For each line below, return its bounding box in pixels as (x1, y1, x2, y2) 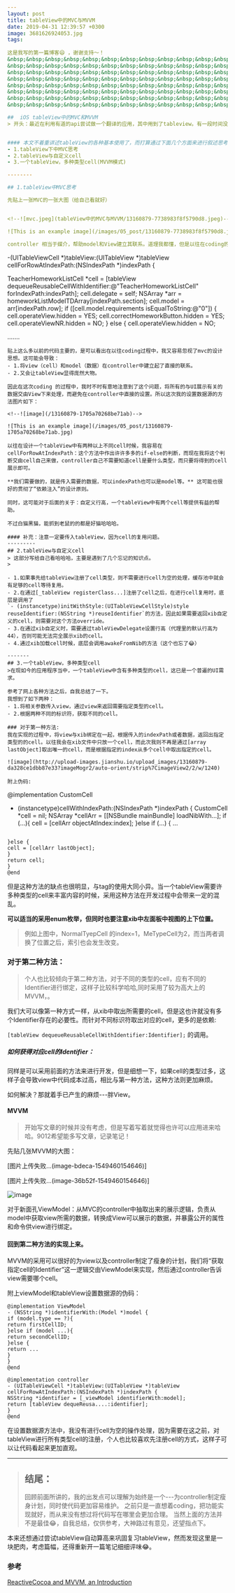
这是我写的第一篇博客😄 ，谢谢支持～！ (7, 50, 105, 57)
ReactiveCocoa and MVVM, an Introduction (7, 1578, 132, 1587)
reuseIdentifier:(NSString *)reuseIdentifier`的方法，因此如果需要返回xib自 (7, 610, 222, 617)
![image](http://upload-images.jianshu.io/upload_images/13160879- (7, 758, 208, 765)
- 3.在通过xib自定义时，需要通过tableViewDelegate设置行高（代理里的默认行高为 (7, 625, 218, 632)
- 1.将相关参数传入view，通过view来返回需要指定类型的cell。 (7, 702, 167, 710)
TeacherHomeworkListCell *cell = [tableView (7, 274, 136, 283)
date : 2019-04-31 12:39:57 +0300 (7, 23, 105, 30)
